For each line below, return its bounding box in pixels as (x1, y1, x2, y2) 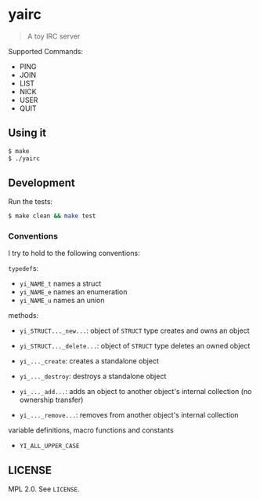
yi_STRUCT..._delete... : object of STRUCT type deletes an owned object (19, 341, 251, 351)
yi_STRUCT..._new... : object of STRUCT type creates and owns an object (19, 326, 250, 335)
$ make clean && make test (8, 212, 96, 221)
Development (8, 176, 76, 189)
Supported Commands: (8, 46, 84, 56)
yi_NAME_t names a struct (19, 279, 102, 288)
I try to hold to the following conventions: (8, 249, 140, 258)
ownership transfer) (19, 395, 84, 405)
